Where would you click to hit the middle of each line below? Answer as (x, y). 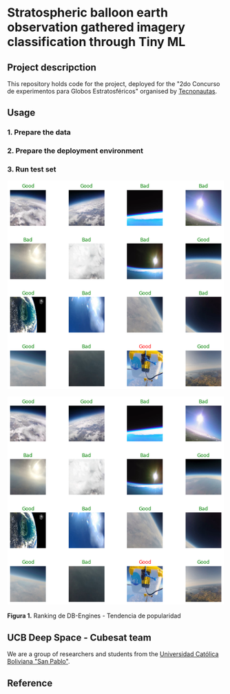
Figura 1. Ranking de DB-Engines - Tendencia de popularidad (94, 616)
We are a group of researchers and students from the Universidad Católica (113, 654)
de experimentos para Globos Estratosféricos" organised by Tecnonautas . (112, 91)
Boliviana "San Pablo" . (39, 662)
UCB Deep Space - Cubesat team (79, 637)
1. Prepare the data (39, 132)
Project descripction (52, 67)
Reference (30, 683)
